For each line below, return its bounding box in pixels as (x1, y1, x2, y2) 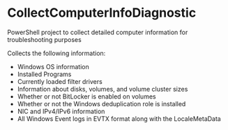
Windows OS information (17, 62, 89, 71)
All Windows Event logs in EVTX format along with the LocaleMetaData (17, 114, 221, 123)
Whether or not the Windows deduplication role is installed (17, 99, 186, 108)
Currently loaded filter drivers (17, 77, 102, 85)
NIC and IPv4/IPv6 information (17, 107, 105, 115)
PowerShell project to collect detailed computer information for (7, 28, 188, 36)
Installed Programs (17, 70, 72, 78)
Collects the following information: (7, 49, 106, 57)
